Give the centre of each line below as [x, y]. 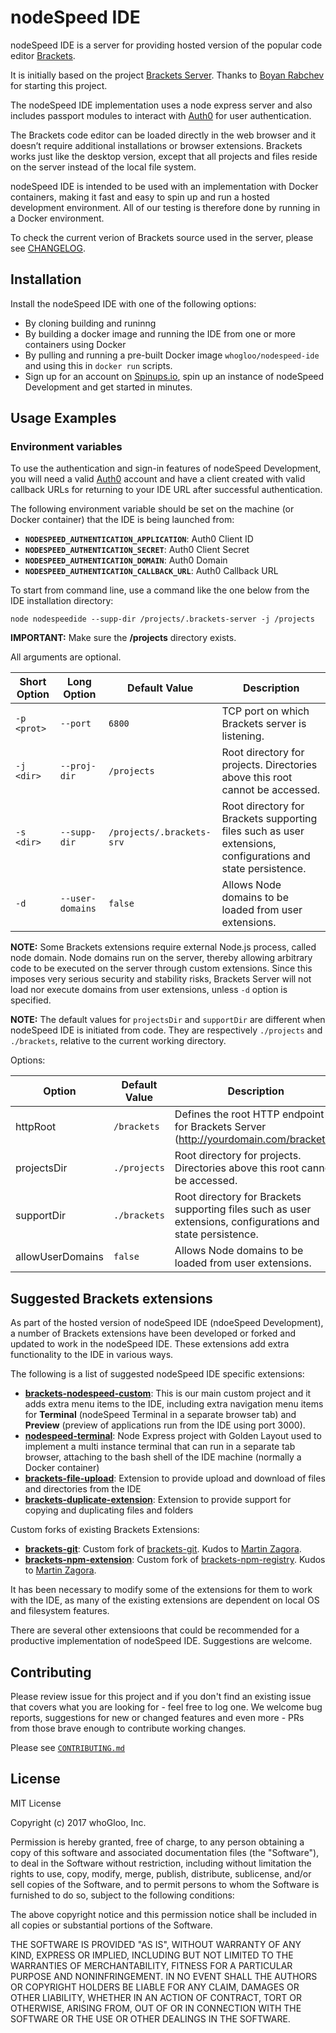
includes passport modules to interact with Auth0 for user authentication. [161, 115]
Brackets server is [264, 724]
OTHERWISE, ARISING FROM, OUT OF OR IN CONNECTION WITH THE [156, 2008]
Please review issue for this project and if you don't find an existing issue [161, 1697]
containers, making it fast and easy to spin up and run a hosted [140, 197]
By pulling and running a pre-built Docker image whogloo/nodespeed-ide [172, 355]
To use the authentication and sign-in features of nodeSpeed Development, [166, 468]
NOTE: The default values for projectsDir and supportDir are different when [168, 1020]
